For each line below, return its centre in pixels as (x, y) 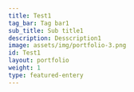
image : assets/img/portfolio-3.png (67, 46)
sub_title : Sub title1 (46, 30)
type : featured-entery (46, 75)
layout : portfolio (39, 61)
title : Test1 (30, 16)
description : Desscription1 (55, 38)
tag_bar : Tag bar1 (39, 23)
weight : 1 (25, 68)
